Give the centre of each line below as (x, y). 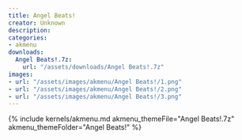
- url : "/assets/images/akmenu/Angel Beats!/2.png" (95, 89)
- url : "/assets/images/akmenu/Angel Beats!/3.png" (95, 96)
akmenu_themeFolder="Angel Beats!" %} (75, 127)
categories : (28, 38)
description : (30, 30)
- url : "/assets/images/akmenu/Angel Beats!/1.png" (95, 81)
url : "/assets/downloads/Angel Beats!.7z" (93, 67)
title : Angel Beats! (42, 15)
